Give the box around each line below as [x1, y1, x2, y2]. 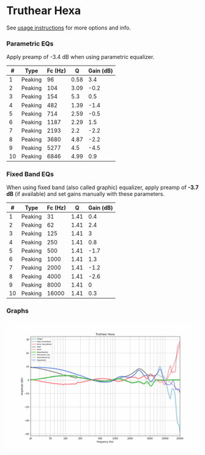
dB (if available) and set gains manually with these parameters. [6, 190, 165, 198]
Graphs [6, 306, 29, 315]
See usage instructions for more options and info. [6, 24, 132, 31]
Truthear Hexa [6, 4, 81, 18]
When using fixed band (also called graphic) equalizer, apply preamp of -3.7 [6, 184, 199, 191]
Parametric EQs [6, 39, 54, 48]
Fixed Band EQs [6, 169, 54, 178]
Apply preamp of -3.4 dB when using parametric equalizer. [6, 53, 155, 61]
